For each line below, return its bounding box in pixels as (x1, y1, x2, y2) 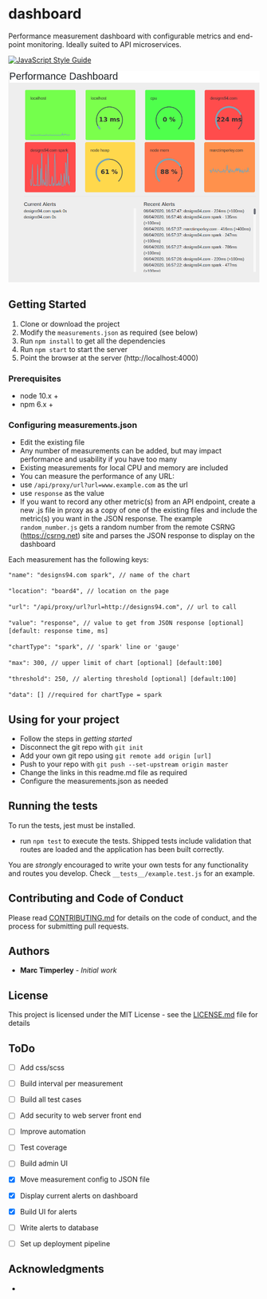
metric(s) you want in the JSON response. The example (19, 514, 202, 524)
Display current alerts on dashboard (19, 1190, 138, 1200)
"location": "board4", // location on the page (8, 588, 170, 596)
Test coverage (19, 1143, 68, 1152)
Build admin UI (19, 1158, 68, 1168)
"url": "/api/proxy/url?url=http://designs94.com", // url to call (8, 604, 238, 612)
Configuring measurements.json (8, 419, 138, 430)
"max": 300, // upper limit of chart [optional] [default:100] (8, 659, 223, 667)
